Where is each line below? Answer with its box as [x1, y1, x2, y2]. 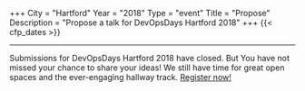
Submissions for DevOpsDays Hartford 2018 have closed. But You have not [9, 53, 290, 63]
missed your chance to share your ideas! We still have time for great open [9, 62, 285, 73]
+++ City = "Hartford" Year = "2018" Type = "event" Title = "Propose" [9, 8, 271, 18]
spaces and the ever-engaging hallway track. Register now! [9, 72, 231, 82]
